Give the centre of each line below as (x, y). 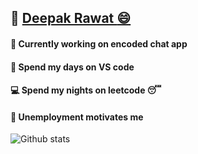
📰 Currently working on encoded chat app (99, 43)
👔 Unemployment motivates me (77, 117)
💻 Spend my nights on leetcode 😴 (86, 90)
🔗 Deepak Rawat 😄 (71, 18)
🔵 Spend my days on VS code (72, 67)
